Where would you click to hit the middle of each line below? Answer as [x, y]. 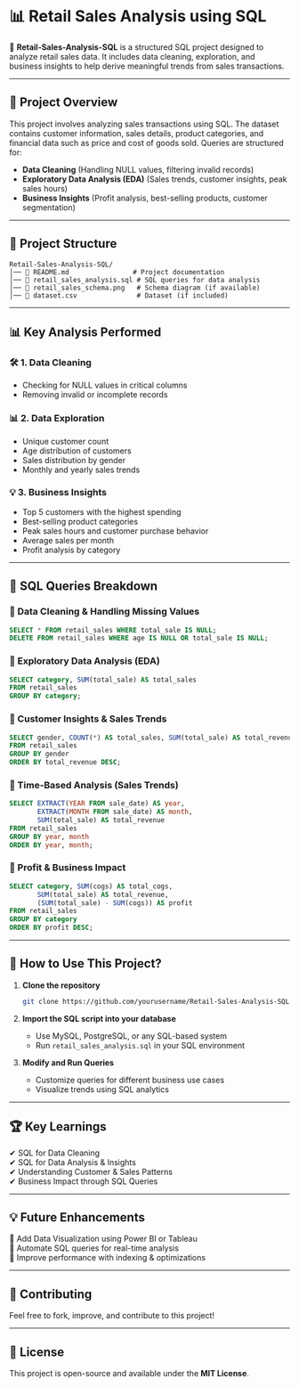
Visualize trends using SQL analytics [102, 1089]
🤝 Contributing [51, 1294]
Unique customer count [65, 441]
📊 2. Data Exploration [57, 419]
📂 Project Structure [63, 244]
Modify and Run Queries [68, 1062]
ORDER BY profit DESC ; [51, 928]
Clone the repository [61, 985]
